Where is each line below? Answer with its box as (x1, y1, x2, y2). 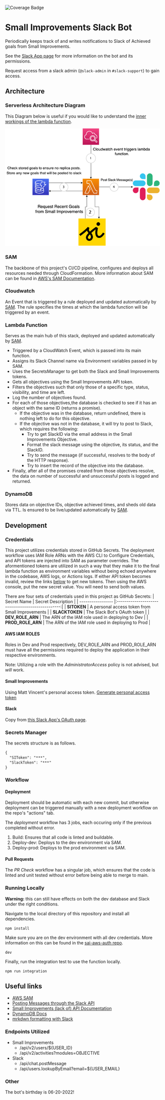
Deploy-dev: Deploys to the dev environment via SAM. (12, 840, 122, 845)
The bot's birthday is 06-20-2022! (5, 1089, 75, 1095)
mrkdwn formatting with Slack (12, 1016, 73, 1022)
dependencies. (5, 916, 35, 922)
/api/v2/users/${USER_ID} (19, 1044, 73, 1051)
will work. (5, 667, 25, 673)
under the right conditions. (5, 901, 59, 907)
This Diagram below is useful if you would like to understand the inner (5, 113, 146, 119)
